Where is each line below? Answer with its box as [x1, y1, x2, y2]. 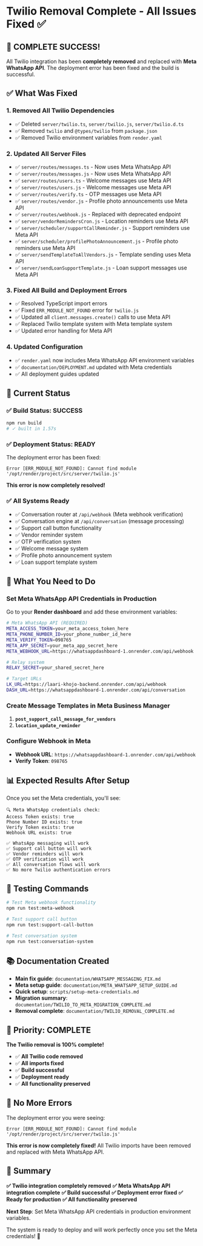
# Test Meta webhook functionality [6, 899, 96, 906]
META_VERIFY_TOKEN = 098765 [6, 637, 72, 643]
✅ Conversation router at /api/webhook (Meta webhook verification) [15, 510, 184, 518]
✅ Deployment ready [15, 1073, 70, 1081]
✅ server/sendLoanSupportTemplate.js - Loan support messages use [15, 264, 187, 271]
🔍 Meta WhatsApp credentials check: [6, 807, 101, 813]
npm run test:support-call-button [6, 921, 94, 928]
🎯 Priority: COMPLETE [6, 1024, 91, 1035]
